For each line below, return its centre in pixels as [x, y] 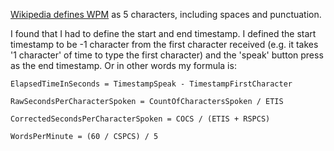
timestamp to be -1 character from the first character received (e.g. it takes [164, 44]
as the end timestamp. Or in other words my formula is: [123, 65]
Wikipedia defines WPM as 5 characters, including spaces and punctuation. [166, 14]
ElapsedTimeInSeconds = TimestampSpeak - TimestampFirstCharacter [151, 84]
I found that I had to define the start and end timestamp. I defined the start [163, 33]
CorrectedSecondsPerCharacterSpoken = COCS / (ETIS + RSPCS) [140, 119]
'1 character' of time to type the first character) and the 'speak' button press [167, 55]
